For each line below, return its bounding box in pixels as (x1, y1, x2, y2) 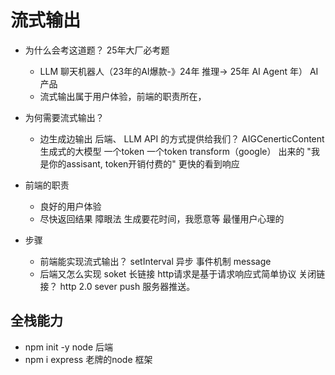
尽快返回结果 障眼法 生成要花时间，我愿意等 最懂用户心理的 (39, 212, 285, 225)
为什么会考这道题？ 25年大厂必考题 (24, 44, 170, 56)
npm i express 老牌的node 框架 (24, 353, 153, 365)
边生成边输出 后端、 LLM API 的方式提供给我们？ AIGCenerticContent (39, 132, 325, 145)
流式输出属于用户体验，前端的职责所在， (39, 90, 207, 102)
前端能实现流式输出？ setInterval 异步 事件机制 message (39, 255, 272, 267)
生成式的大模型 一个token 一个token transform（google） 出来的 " (39, 145, 312, 157)
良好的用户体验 (39, 200, 102, 212)
